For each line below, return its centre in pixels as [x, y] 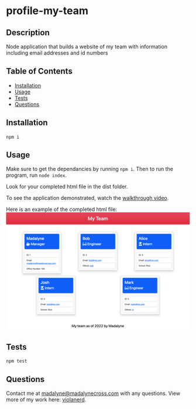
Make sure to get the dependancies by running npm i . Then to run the [90, 169]
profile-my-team [47, 11]
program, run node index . [37, 175]
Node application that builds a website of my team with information [87, 46]
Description [28, 33]
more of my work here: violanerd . [46, 399]
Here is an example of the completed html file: [62, 209]
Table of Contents [39, 71]
